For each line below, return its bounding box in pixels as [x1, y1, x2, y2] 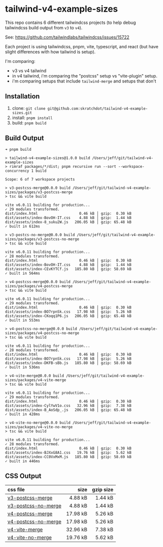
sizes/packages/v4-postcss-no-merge [5, 330, 79, 335]
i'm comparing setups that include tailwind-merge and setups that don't [12, 78, 157, 84]
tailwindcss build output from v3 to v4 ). [5, 24, 83, 30]
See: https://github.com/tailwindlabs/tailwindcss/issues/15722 [5, 34, 130, 40]
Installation [5, 92, 40, 101]
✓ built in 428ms [5, 411, 40, 417]
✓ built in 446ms [5, 459, 40, 464]
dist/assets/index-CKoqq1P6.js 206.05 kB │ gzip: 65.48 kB [5, 313, 132, 318]
